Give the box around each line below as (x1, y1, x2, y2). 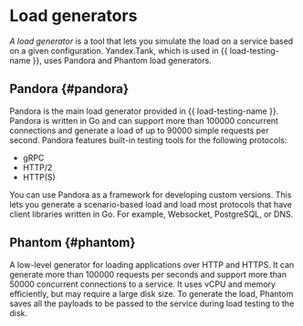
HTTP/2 (22, 161, 53, 173)
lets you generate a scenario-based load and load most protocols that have (9, 199, 292, 209)
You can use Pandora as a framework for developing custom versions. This (9, 188, 292, 200)
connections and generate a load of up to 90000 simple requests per (9, 125, 269, 136)
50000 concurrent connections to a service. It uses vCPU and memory (9, 279, 277, 290)
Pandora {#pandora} (9, 81, 130, 97)
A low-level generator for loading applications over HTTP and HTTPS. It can (9, 259, 295, 270)
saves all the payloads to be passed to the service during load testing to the (9, 298, 295, 309)
